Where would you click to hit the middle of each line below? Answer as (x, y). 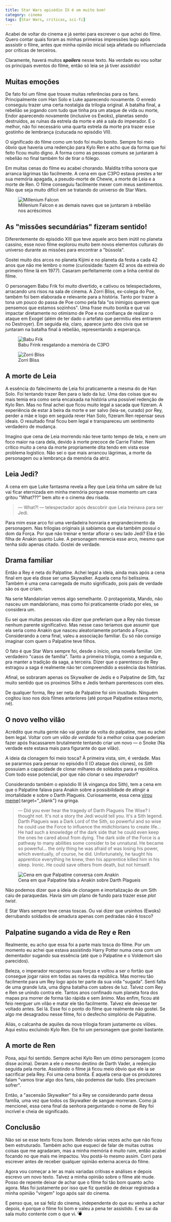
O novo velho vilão (35, 719)
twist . (11, 901)
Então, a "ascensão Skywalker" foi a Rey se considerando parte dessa (79, 1095)
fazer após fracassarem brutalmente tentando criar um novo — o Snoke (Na (85, 743)
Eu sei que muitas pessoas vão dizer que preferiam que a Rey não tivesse (83, 619)
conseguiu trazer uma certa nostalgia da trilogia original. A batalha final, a (83, 105)
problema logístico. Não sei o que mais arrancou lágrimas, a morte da (78, 452)
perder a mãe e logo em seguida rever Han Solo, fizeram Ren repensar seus (85, 416)
